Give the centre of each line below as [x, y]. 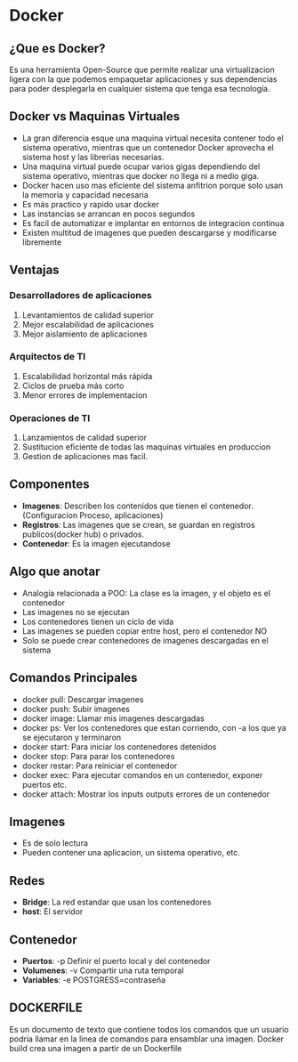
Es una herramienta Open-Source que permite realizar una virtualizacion [142, 69]
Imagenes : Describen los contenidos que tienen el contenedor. [137, 506]
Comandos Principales [73, 678]
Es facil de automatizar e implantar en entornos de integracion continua [153, 223]
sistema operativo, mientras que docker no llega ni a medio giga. [141, 175]
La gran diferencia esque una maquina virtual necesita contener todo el [153, 138]
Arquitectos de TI [48, 357]
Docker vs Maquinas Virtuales [95, 117]
